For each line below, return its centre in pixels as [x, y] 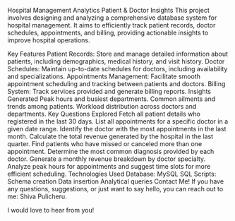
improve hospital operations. [49, 40]
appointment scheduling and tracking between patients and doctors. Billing [116, 84]
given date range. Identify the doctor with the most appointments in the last [117, 129]
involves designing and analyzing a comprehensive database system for [112, 18]
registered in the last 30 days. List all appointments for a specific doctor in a [118, 121]
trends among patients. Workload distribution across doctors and [102, 106]
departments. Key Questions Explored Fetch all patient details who [104, 114]
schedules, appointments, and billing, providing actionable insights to [108, 32]
